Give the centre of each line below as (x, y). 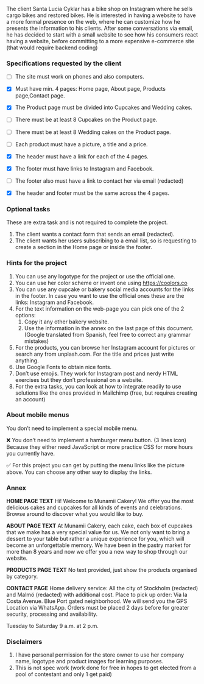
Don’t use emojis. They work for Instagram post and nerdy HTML (97, 373)
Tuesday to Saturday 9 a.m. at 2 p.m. (52, 626)
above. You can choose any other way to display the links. (79, 472)
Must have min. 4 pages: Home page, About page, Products (90, 89)
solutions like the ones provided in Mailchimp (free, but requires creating (106, 393)
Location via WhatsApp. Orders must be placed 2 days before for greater (98, 608)
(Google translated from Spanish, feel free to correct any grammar (107, 334)
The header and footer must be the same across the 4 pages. (92, 193)
